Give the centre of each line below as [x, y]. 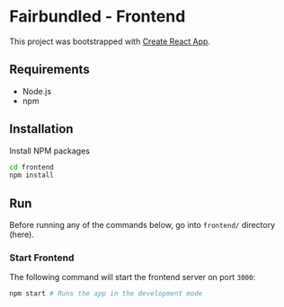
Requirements [49, 70]
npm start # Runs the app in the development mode [106, 294]
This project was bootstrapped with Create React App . [110, 41]
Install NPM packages [49, 151]
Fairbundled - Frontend [98, 17]
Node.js [37, 91]
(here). [22, 234]
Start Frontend [42, 258]
